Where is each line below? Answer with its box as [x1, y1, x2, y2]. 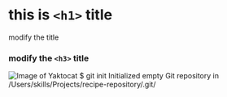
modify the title [8, 32, 59, 42]
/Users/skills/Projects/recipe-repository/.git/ [8, 79, 156, 90]
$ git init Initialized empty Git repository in [79, 71, 220, 81]
